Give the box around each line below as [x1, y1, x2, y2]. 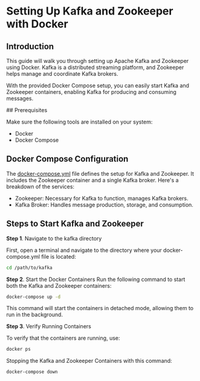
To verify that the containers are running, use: [6, 334, 120, 342]
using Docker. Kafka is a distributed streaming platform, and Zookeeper [6, 64, 184, 71]
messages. [6, 95, 34, 102]
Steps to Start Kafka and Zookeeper [6, 219, 144, 229]
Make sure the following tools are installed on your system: [6, 118, 153, 125]
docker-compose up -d [6, 294, 61, 300]
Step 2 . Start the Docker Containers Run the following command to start [6, 276, 185, 283]
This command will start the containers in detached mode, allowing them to [6, 305, 194, 312]
